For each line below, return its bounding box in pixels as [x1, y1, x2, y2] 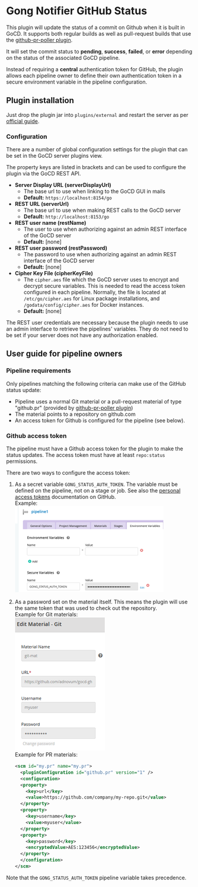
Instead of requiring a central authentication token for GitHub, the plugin [6, 65, 183, 72]
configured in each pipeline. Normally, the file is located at [23, 289, 166, 296]
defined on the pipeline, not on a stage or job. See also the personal [14, 487, 181, 494]
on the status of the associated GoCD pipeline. [6, 54, 120, 61]
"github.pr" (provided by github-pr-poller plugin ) [14, 404, 133, 411]
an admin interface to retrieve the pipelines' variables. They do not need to [6, 325, 189, 333]
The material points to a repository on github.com [14, 411, 136, 418]
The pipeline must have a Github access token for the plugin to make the [6, 445, 184, 452]
